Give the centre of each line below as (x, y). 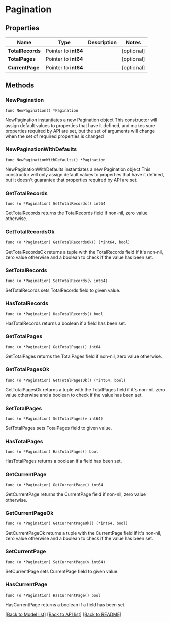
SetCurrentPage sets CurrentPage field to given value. (62, 571)
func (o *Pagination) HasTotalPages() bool (52, 452)
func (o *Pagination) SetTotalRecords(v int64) (57, 281)
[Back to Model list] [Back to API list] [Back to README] (63, 614)
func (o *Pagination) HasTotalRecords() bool (54, 314)
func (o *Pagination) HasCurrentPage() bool (53, 595)
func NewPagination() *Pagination (42, 110)
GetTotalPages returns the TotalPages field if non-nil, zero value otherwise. (84, 356)
